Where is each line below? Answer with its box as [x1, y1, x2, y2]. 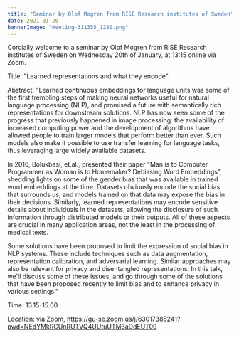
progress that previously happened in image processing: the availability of [7, 116, 225, 125]
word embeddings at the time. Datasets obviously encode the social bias [7, 183, 221, 191]
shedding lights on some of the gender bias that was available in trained [7, 175, 218, 184]
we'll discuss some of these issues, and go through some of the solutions [7, 272, 223, 281]
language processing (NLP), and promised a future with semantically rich [7, 101, 222, 110]
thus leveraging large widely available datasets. [7, 147, 147, 155]
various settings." [7, 287, 59, 296]
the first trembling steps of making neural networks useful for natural [7, 93, 210, 102]
